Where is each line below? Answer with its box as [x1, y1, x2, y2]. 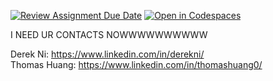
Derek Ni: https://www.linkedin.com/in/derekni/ [10, 48, 205, 60]
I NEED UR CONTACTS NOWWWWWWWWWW [10, 29, 208, 40]
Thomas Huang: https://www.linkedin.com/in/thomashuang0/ [10, 59, 263, 70]
